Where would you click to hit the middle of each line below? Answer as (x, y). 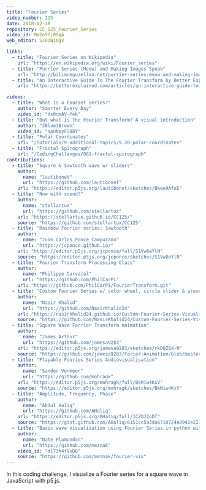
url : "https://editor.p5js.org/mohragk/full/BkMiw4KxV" (90, 383)
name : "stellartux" (47, 205)
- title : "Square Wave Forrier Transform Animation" (81, 325)
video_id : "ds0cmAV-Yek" (49, 114)
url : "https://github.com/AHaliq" (67, 411)
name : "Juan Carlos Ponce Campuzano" (71, 240)
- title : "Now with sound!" (48, 194)
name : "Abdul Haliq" (49, 405)
